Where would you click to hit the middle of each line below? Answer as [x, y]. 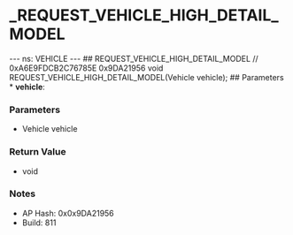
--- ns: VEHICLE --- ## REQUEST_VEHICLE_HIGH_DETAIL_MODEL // [134, 58]
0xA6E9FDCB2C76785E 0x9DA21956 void [86, 68]
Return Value [38, 152]
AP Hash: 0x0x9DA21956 [68, 213]
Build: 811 [39, 223]
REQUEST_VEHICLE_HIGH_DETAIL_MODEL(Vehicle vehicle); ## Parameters [147, 77]
